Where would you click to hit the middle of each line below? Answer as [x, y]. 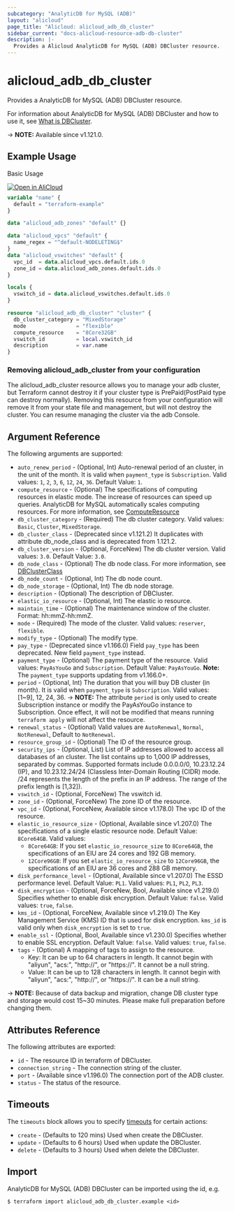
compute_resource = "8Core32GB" [65, 333]
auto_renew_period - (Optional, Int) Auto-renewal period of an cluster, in [120, 467]
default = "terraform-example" [59, 204]
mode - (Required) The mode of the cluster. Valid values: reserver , [111, 623]
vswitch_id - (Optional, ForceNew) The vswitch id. [90, 794]
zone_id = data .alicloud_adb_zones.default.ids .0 [87, 268]
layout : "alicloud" [36, 20]
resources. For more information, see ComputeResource [98, 512]
